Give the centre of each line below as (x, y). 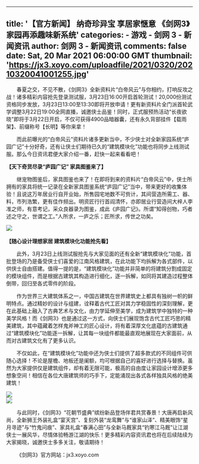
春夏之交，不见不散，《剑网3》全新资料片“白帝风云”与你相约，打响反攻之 (105, 89)
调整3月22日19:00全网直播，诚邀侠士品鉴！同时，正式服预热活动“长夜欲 (99, 112)
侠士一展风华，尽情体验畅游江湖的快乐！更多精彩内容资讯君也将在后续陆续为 (99, 434)
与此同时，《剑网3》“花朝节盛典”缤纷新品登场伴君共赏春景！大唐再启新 (102, 412)
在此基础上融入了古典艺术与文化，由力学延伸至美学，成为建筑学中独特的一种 (99, 311)
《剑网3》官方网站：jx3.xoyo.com (58, 455)
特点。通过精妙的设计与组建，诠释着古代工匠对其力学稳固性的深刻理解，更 (102, 303)
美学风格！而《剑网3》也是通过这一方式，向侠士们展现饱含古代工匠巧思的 (96, 318)
